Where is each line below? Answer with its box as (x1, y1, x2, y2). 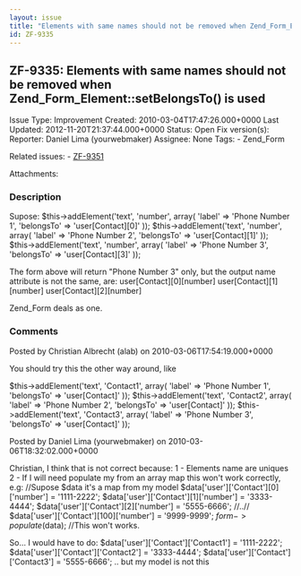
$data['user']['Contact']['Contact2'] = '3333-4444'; (9, 546, 202, 557)
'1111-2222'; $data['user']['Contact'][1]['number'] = (57, 491, 245, 502)
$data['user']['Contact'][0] (180, 481, 279, 493)
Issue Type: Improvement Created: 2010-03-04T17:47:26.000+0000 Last (9, 115, 279, 125)
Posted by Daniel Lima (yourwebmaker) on (9, 435, 167, 446)
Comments (9, 325, 58, 338)
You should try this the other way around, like (9, 363, 176, 374)
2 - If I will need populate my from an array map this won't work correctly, (9, 472, 281, 483)
